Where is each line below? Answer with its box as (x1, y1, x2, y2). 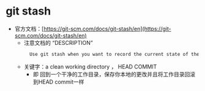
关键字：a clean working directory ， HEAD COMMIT (23, 62, 157, 70)
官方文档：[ (14, 25, 44, 32)
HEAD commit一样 (38, 78, 84, 86)
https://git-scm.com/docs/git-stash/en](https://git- (43, 25, 172, 32)
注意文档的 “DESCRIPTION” (23, 39, 93, 46)
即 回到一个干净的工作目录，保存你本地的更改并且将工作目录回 (32, 70, 190, 78)
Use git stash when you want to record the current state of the (29, 51, 199, 57)
